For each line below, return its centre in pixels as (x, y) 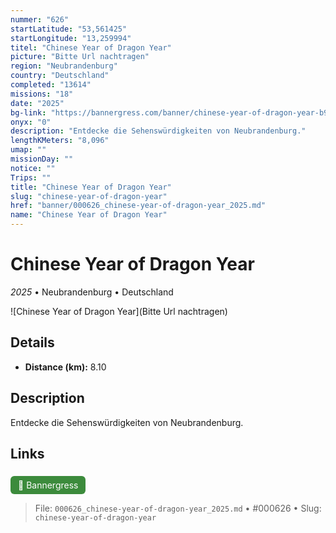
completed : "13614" (51, 85)
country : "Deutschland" (60, 76)
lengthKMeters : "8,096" (60, 141)
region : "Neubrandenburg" (64, 66)
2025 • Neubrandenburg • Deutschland (92, 292)
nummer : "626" (40, 19)
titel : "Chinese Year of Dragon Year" (91, 47)
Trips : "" (31, 177)
